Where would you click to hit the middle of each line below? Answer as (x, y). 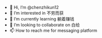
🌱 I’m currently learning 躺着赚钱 (42, 19)
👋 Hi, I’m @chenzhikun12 (34, 7)
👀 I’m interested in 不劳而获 (36, 13)
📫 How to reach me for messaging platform (53, 30)
